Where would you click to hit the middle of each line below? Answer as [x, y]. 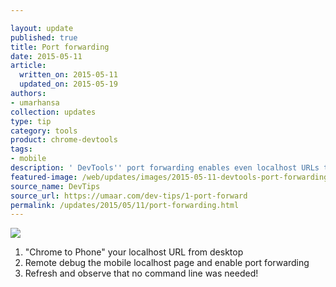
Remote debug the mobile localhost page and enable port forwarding [167, 263]
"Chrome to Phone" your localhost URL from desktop [134, 252]
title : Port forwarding [60, 47]
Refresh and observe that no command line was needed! [141, 273]
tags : [21, 149]
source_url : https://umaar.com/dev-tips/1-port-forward [129, 196]
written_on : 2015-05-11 [68, 75]
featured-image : [44, 177]
